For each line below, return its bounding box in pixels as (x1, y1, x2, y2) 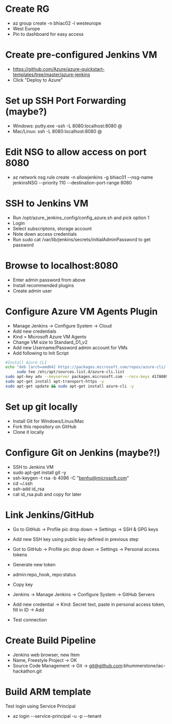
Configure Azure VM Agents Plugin (5, 306, 158, 317)
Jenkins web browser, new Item (12, 652, 80, 658)
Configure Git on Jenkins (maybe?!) (5, 447, 160, 459)
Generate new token (12, 561, 56, 567)
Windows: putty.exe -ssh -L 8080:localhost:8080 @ (12, 123, 122, 129)
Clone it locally (12, 429, 45, 435)
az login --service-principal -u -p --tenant (12, 713, 102, 719)
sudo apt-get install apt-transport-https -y (5, 379, 104, 384)
